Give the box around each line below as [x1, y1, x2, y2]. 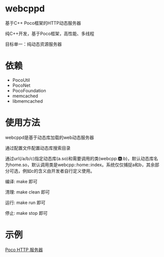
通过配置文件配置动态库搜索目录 [5, 145, 71, 151]
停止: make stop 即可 [5, 210, 48, 216]
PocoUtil [12, 77, 30, 83]
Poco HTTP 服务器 [5, 247, 43, 253]
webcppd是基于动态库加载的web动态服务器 [5, 134, 94, 140]
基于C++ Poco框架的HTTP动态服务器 [5, 20, 81, 26]
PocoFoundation [12, 87, 46, 93]
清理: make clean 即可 [5, 189, 50, 195]
